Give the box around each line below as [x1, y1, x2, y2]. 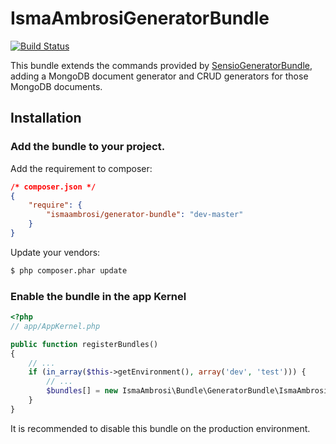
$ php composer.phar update [10, 265, 128, 276]
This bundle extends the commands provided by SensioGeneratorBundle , [10, 59, 313, 71]
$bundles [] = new [46, 386, 118, 396]
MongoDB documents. [10, 80, 103, 92]
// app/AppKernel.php [10, 321, 101, 331]
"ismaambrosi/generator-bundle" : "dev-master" [46, 210, 244, 220]
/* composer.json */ [10, 182, 97, 192]
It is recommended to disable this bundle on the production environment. [10, 422, 311, 434]
